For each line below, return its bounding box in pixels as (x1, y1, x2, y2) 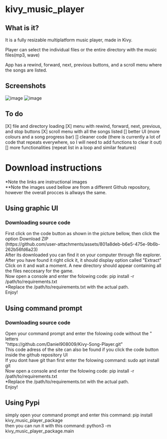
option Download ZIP (5, 236, 49, 242)
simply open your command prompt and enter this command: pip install (5, 412, 153, 418)
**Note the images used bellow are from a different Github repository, (5, 184, 150, 190)
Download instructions (5, 162, 102, 173)
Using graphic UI (5, 204, 59, 212)
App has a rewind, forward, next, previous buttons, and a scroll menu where (5, 62, 162, 67)
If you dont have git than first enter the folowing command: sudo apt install (5, 357, 159, 363)
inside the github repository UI (5, 351, 68, 358)
